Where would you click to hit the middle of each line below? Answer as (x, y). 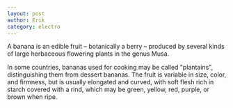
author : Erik (26, 20)
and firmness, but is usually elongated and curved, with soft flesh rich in (111, 82)
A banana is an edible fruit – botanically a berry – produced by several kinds (116, 47)
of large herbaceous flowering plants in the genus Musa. (88, 54)
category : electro (34, 26)
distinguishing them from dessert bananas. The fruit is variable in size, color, (117, 75)
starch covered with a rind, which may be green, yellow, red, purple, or (109, 90)
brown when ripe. (32, 97)
